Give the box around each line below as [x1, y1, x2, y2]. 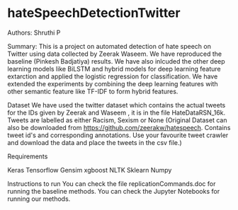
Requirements [7, 152, 48, 161]
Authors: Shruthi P [7, 28, 61, 37]
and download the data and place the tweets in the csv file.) [7, 138, 182, 146]
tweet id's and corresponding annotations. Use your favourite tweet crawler [7, 131, 229, 139]
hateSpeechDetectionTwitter [7, 5, 181, 21]
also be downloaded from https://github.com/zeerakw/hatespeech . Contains [7, 123, 231, 132]
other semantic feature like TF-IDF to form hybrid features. [7, 87, 178, 95]
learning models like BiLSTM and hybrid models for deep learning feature [7, 64, 221, 73]
